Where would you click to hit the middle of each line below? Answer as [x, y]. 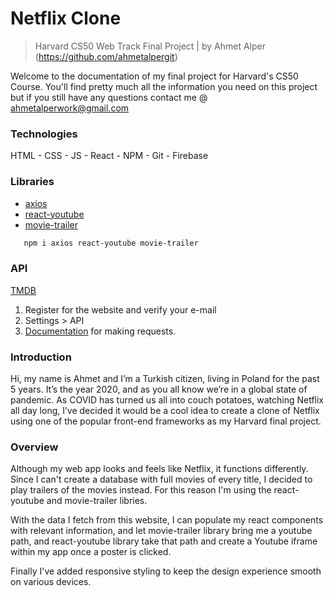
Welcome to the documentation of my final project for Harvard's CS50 [154, 76]
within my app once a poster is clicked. [91, 552]
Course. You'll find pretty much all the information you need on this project [164, 86]
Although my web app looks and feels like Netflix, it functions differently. [159, 469]
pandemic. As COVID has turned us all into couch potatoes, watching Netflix [167, 400]
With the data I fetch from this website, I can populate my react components [167, 520]
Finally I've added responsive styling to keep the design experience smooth [166, 571]
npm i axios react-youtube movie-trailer [111, 243]
